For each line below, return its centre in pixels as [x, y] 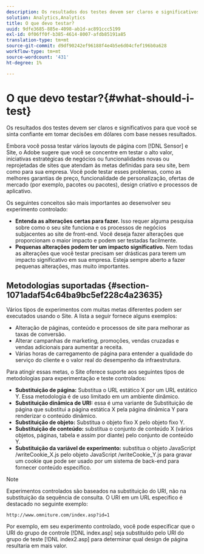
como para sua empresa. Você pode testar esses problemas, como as [94, 172]
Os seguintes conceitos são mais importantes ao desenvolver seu [89, 203]
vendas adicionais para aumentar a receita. [69, 347]
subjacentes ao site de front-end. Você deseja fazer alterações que [99, 234]
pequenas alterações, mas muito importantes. [73, 266]
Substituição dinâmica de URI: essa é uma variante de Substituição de [104, 403]
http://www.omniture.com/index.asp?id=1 [58, 515]
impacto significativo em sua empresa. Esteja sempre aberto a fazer [100, 260]
